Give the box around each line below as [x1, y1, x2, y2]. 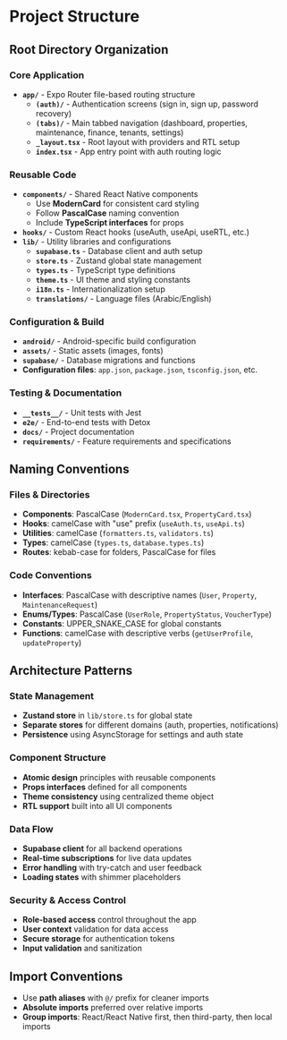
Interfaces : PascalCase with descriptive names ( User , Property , [21, 589, 257, 601]
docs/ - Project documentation [21, 426, 135, 437]
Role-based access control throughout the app [21, 915, 197, 925]
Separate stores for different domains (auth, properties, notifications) [21, 720, 279, 730]
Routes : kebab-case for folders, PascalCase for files [21, 547, 216, 558]
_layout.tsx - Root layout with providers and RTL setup [35, 136, 241, 147]
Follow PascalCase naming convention [35, 208, 180, 218]
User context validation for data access [21, 924, 169, 934]
